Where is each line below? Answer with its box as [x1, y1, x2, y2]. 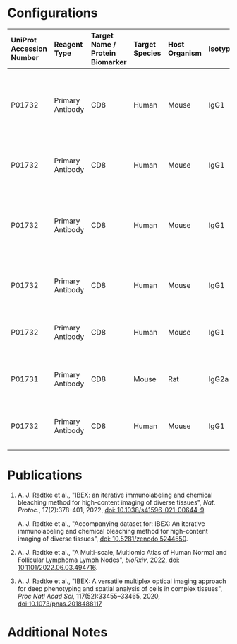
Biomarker [90, 57, 127, 67]
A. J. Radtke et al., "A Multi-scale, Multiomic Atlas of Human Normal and [17, 548, 227, 556]
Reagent [54, 39, 83, 49]
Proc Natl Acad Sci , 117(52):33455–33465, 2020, [17, 592, 161, 600]
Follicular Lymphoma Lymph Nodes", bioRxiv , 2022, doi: [17, 556, 180, 564]
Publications [7, 467, 83, 483]
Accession [11, 44, 47, 54]
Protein [90, 48, 116, 58]
